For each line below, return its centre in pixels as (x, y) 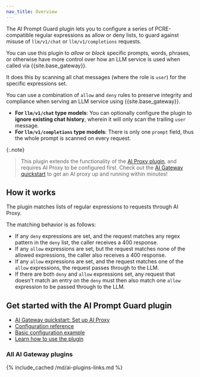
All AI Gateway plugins (40, 354)
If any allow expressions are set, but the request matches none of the (100, 249)
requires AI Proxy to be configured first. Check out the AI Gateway (102, 167)
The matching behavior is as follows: (51, 225)
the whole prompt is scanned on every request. (73, 138)
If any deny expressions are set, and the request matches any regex (97, 236)
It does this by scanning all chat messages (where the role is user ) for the (96, 77)
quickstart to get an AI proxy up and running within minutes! (94, 174)
